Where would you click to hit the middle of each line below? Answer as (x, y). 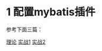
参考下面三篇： (24, 29)
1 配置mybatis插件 (51, 12)
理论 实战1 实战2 (26, 42)
